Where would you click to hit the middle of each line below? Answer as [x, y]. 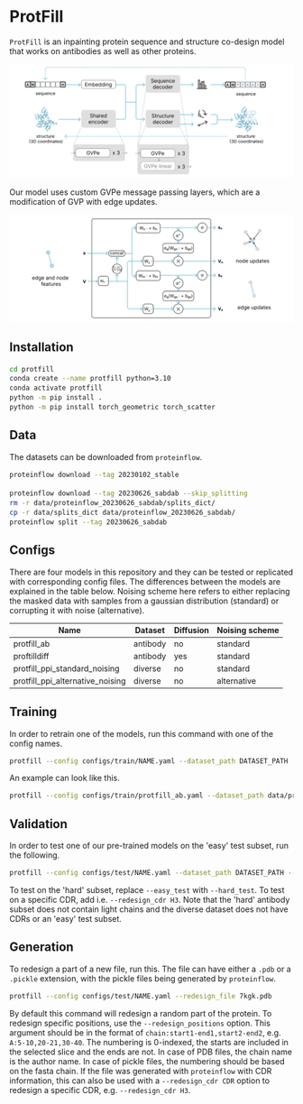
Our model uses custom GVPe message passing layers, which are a [135, 192]
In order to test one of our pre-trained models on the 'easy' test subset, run [149, 846]
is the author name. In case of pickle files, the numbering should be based [147, 1061]
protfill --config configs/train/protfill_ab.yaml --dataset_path [137, 796]
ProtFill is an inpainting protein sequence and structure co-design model [147, 41]
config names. [36, 743]
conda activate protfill [56, 388]
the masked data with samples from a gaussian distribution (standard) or [144, 601]
